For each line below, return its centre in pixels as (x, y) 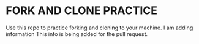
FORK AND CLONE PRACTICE (81, 11)
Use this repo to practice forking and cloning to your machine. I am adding (99, 28)
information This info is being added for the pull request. (77, 34)
